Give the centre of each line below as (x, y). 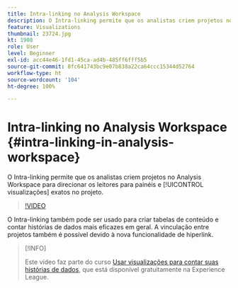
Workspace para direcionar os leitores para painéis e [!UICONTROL (106, 185)
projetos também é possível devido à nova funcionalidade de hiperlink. (110, 235)
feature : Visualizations (44, 27)
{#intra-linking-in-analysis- (91, 143)
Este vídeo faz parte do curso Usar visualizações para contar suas (121, 262)
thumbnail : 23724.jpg (39, 34)
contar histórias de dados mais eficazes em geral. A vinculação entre (108, 227)
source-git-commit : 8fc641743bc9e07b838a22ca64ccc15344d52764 (101, 67)
